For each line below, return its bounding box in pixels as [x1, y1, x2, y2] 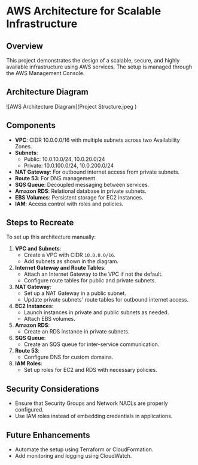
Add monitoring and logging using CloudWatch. [14, 452, 132, 460]
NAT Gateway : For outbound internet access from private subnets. [14, 168, 180, 175]
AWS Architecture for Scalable [6, 4, 162, 18]
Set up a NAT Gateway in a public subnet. [23, 290, 127, 297]
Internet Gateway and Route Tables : [14, 264, 106, 272]
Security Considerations [6, 383, 100, 394]
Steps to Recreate [6, 217, 74, 228]
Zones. [14, 142, 32, 150]
